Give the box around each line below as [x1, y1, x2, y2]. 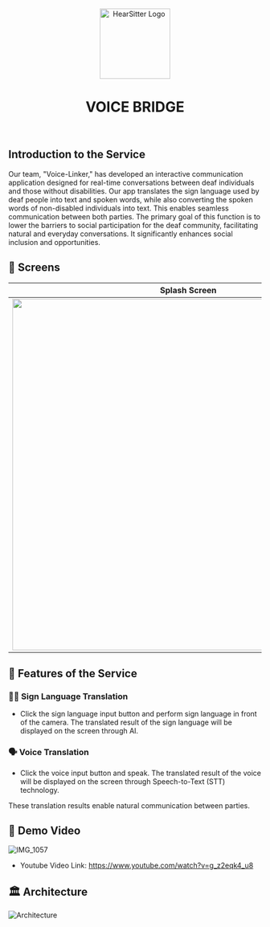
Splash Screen [159, 284, 217, 296]
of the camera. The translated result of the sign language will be [19, 717, 233, 727]
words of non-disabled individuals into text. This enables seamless [8, 203, 229, 213]
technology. [19, 785, 60, 794]
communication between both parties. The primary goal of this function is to [8, 211, 261, 221]
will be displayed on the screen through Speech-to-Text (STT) [19, 776, 226, 786]
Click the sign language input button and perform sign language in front [19, 709, 257, 719]
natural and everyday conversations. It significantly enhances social [8, 229, 233, 239]
